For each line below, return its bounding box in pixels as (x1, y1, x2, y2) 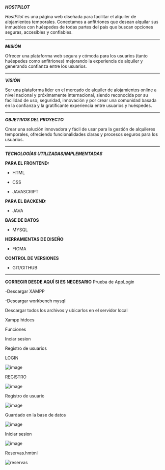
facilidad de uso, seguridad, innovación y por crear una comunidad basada (5, 98, 157, 103)
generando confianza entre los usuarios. (5, 63, 87, 69)
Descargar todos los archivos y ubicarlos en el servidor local (5, 308, 128, 313)
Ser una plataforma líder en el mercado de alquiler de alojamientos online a (5, 87, 157, 93)
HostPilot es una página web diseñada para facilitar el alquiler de (5, 14, 137, 19)
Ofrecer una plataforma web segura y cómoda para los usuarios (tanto (5, 53, 148, 58)
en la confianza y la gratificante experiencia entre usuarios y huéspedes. (5, 103, 152, 108)
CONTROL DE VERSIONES (5, 255, 59, 261)
